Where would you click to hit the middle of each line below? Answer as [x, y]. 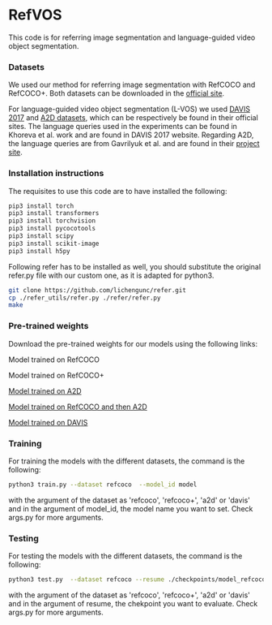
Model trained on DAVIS [48, 422]
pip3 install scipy [41, 236]
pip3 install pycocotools [52, 229]
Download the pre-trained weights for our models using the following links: [133, 343]
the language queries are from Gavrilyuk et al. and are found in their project [134, 144]
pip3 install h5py [39, 251]
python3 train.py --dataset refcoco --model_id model [103, 485]
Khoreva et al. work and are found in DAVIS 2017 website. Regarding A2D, [131, 135]
